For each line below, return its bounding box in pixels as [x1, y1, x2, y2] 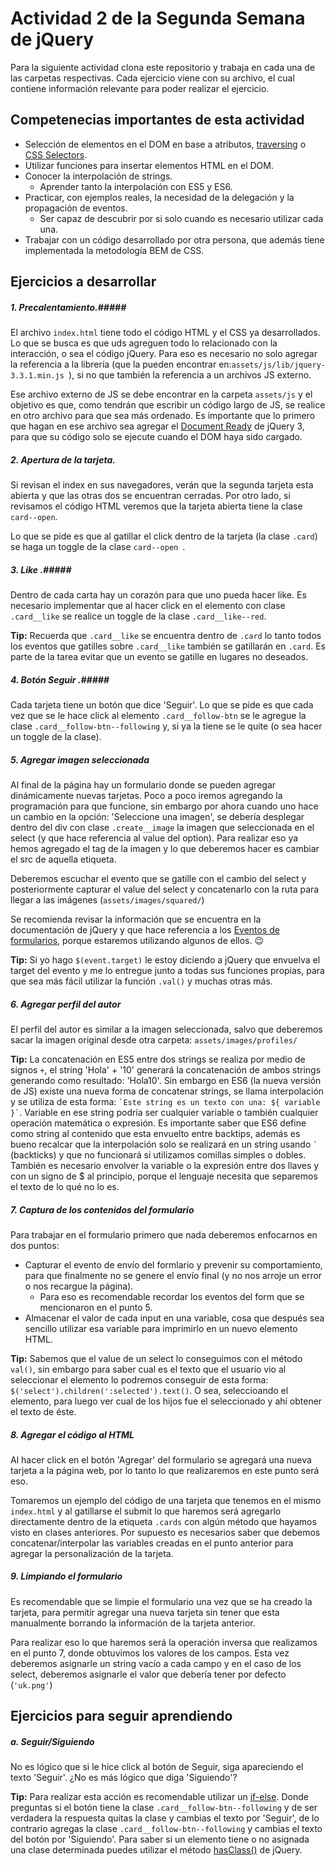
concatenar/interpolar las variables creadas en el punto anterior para [10, 1537, 294, 1549]
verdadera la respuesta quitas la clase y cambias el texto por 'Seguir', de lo [10, 1812, 320, 1824]
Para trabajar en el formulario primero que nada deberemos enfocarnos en [10, 1228, 318, 1241]
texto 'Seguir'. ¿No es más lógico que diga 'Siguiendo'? [10, 1772, 238, 1784]
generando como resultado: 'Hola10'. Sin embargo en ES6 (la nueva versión [10, 1074, 322, 1086]
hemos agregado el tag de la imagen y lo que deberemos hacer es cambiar [10, 842, 320, 854]
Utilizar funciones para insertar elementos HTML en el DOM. [24, 159, 274, 171]
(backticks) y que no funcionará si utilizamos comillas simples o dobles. [10, 1148, 307, 1161]
